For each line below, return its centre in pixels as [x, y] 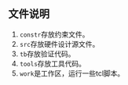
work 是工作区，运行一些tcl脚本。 [72, 73]
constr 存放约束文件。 [54, 34]
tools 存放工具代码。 [53, 63]
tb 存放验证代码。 [48, 54]
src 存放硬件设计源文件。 [59, 44]
